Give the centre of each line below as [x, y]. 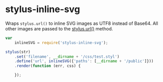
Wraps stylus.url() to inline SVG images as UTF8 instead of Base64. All [82, 23]
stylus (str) [18, 52]
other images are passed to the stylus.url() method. [59, 28]
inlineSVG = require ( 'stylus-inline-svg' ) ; [61, 43]
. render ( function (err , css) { [48, 66]
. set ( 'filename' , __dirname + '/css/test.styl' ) [67, 57]
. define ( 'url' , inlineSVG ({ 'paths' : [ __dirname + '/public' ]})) [84, 61]
